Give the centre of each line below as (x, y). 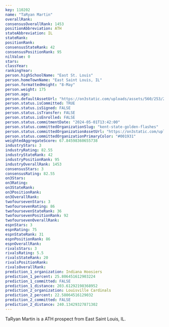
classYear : (17, 66)
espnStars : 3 (19, 225)
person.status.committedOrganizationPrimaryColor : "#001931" (71, 136)
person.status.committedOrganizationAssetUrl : (55, 131)
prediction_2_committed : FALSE (38, 300)
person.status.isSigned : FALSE (38, 108)
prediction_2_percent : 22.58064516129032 (49, 295)
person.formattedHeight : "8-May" (40, 85)
